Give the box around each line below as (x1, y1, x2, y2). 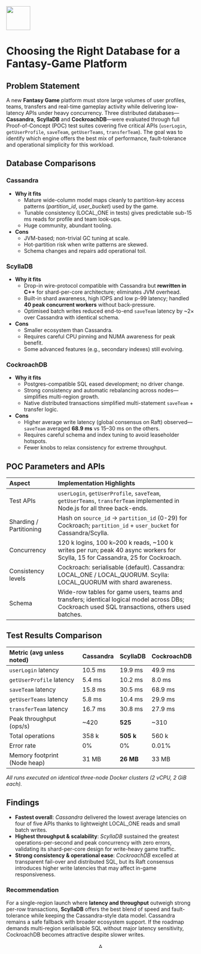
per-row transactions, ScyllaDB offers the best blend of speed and (6, 906, 170, 913)
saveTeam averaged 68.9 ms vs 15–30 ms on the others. (23, 425, 160, 432)
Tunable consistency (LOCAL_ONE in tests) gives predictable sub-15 (23, 209, 193, 216)
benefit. (23, 339, 43, 346)
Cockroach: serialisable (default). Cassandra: (57, 563, 185, 572)
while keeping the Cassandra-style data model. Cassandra (31, 912, 175, 919)
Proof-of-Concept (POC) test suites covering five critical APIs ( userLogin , (6, 122, 187, 129)
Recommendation (6, 885, 59, 894)
